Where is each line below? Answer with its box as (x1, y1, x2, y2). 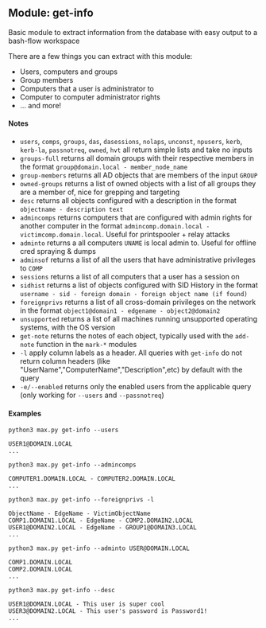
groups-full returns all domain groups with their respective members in (19, 154, 255, 163)
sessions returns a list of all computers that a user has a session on (19, 272, 240, 282)
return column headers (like (19, 357, 111, 366)
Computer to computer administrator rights (19, 92, 160, 102)
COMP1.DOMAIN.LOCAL (8, 559, 73, 567)
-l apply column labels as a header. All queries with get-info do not (19, 348, 242, 357)
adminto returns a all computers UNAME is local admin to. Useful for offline (19, 238, 256, 248)
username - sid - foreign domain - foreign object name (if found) (19, 291, 248, 298)
